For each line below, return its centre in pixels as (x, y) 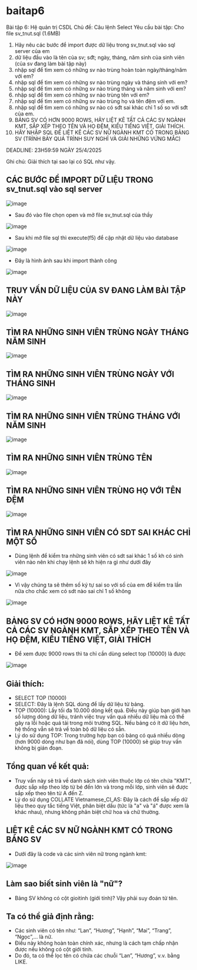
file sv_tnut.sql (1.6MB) (33, 33)
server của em (32, 51)
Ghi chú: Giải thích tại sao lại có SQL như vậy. (61, 161)
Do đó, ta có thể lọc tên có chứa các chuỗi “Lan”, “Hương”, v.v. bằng (97, 956)
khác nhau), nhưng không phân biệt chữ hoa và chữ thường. (87, 812)
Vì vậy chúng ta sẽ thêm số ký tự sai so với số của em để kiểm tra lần (98, 585)
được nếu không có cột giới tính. (54, 949)
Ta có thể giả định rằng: (50, 916)
